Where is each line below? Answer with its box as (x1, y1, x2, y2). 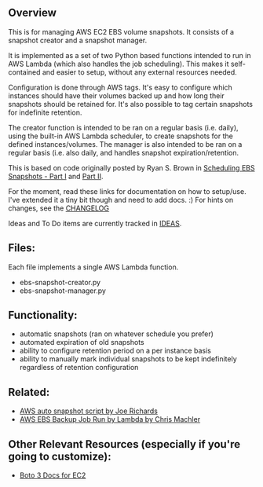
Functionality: (8, 309, 78, 322)
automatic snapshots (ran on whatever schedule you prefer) (19, 329, 214, 339)
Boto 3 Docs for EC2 (19, 471, 86, 480)
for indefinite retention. (8, 108, 82, 117)
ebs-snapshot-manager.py (19, 286, 106, 295)
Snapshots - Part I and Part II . (8, 171, 104, 181)
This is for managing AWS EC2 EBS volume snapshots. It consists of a (8, 27, 234, 36)
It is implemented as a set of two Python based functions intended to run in (8, 50, 251, 60)
